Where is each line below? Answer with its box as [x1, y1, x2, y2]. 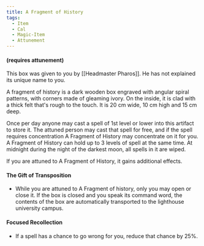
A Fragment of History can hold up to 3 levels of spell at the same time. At [6, 139, 193, 147]
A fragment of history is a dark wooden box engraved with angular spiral [6, 88, 189, 95]
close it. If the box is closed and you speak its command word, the [15, 192, 183, 199]
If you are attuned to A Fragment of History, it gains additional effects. [6, 157, 183, 165]
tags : [6, 15, 20, 21]
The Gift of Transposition [6, 171, 72, 179]
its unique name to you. [6, 76, 66, 84]
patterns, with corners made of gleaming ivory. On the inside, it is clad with [6, 95, 196, 102]
